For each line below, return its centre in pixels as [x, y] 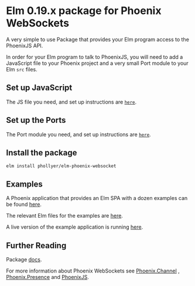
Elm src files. [22, 69]
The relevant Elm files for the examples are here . [64, 216]
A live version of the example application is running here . [75, 227]
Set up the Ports [36, 120]
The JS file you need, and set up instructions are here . [71, 102]
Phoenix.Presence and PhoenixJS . [47, 277]
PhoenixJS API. [25, 46]
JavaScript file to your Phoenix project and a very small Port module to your [97, 63]
